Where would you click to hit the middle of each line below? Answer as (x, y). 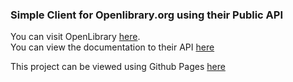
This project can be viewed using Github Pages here (118, 67)
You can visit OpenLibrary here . (75, 37)
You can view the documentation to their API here (112, 47)
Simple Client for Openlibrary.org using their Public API (146, 15)
